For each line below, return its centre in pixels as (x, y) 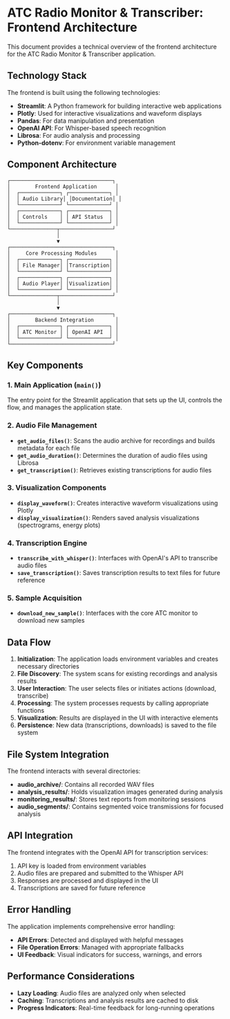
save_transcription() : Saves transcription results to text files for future (119, 573)
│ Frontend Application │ (63, 186)
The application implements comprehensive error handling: (91, 926)
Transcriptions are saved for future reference (82, 887)
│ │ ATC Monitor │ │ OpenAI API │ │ (63, 332)
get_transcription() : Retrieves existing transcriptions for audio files (114, 470)
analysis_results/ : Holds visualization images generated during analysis (120, 792)
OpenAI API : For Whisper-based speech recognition (92, 128)
